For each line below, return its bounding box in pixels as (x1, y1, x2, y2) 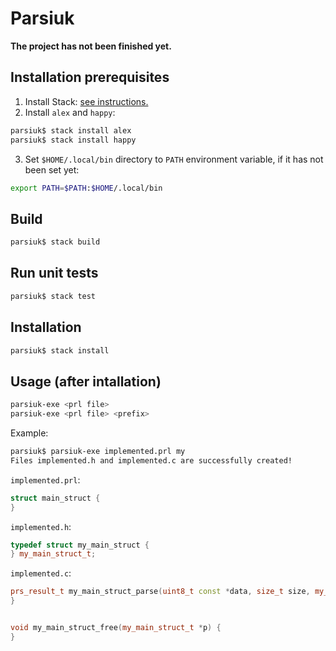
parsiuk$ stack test (10, 291, 97, 301)
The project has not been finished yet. (10, 40, 172, 52)
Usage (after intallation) (10, 373, 162, 390)
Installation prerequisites (10, 69, 170, 86)
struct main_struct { (10, 493, 101, 503)
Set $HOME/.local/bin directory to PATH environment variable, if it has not (24, 153, 324, 165)
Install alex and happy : (24, 106, 116, 118)
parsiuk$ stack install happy (10, 135, 137, 145)
